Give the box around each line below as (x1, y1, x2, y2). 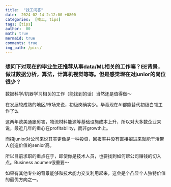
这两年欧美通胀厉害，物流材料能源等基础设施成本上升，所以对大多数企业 (5, 118, 157, 124)
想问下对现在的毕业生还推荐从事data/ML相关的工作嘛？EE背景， (5, 63, 163, 70)
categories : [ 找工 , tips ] (5, 17, 61, 22)
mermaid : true (5, 36, 36, 41)
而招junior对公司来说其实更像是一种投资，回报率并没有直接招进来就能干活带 (5, 136, 164, 142)
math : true (5, 31, 28, 36)
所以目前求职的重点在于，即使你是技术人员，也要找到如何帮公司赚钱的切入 (5, 153, 161, 159)
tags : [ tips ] (5, 21, 33, 27)
